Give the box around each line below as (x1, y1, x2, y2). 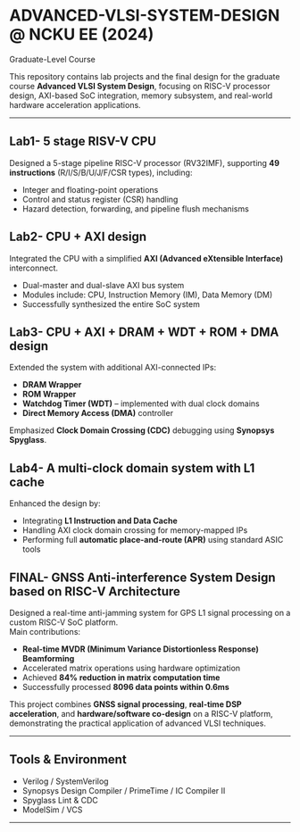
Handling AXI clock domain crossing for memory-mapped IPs (21, 525, 248, 536)
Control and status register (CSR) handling (21, 194, 179, 204)
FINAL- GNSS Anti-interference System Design (9, 570, 276, 585)
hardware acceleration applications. (9, 99, 141, 110)
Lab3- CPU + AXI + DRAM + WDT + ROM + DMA (9, 324, 279, 339)
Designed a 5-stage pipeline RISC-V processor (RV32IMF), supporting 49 (9, 157, 279, 168)
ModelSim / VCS (21, 804, 83, 815)
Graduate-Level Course (9, 54, 96, 64)
